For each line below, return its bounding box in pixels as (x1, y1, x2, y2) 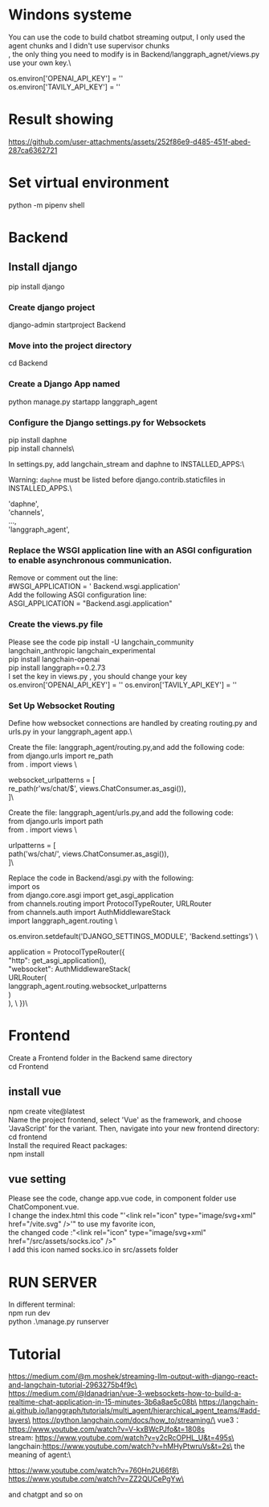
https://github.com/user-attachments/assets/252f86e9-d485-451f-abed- (8, 137, 251, 146)
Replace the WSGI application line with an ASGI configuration (8, 545, 252, 556)
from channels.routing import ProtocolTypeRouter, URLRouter (8, 899, 212, 908)
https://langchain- (198, 1398, 259, 1407)
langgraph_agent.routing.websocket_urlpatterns (8, 981, 167, 990)
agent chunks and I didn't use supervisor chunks (8, 40, 170, 50)
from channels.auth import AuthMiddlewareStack (8, 907, 171, 916)
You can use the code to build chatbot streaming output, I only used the (8, 32, 246, 42)
